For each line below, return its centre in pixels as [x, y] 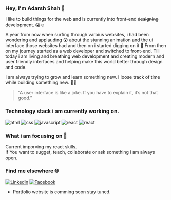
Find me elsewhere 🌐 [32, 171]
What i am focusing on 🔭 [36, 136]
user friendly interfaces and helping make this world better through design [84, 62]
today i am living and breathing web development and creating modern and [85, 56]
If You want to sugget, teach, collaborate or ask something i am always [80, 152]
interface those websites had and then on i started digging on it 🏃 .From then [86, 46]
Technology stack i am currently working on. [62, 111]
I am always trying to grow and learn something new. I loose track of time [83, 77]
